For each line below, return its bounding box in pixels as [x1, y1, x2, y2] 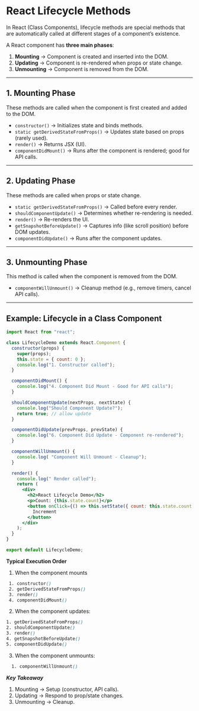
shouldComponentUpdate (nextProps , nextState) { [11, 400, 131, 406]
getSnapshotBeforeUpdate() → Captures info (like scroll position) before [14, 222, 189, 229]
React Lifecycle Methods [6, 4, 131, 18]
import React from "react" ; [6, 329, 76, 335]
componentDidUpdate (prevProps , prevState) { [11, 427, 123, 433]
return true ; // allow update [17, 410, 92, 417]
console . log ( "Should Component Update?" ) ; [17, 405, 123, 411]
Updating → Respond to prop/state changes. [14, 691, 124, 699]
